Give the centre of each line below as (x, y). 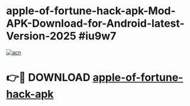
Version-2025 (41, 36)
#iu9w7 (97, 36)
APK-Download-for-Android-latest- (95, 23)
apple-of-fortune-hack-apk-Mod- (91, 11)
